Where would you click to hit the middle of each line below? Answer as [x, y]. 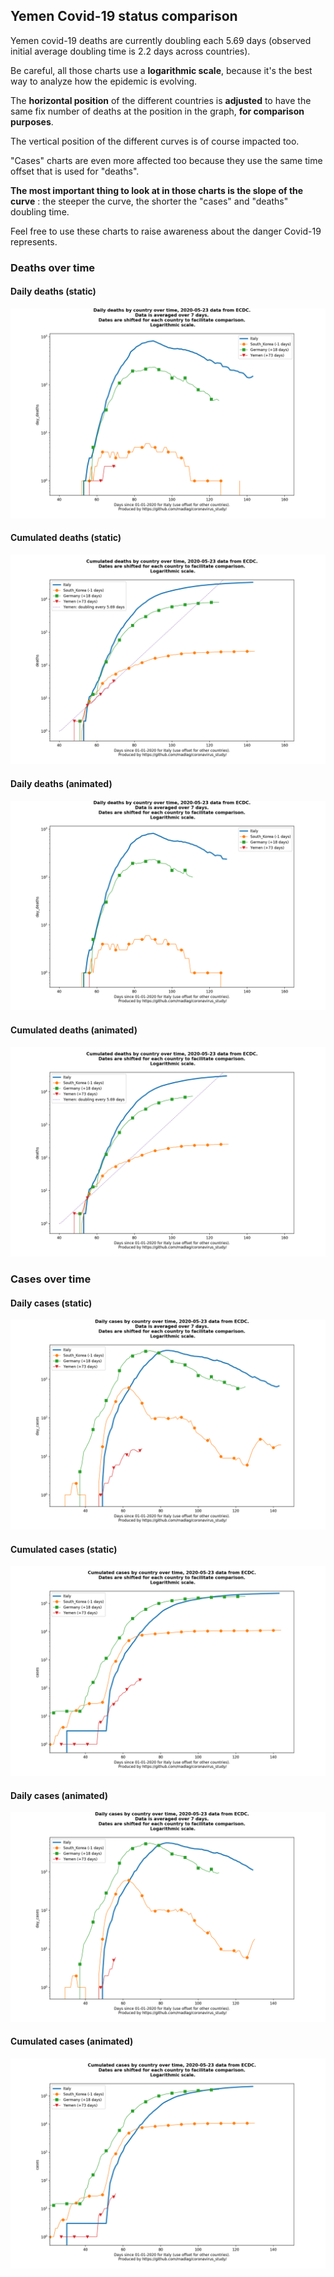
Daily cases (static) [51, 1303]
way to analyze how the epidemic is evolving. [104, 81]
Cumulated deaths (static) [66, 538]
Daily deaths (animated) [61, 784]
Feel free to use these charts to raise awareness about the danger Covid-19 [166, 231]
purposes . [32, 121]
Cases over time [51, 1279]
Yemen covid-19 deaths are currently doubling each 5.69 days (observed [161, 40]
